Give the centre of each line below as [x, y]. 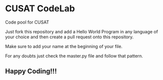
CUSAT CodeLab [40, 9]
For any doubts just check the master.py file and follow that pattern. [74, 56]
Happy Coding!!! [31, 71]
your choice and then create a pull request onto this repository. [69, 37]
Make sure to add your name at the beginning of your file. [64, 46]
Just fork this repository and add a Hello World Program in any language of [82, 31]
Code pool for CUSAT [27, 22]
